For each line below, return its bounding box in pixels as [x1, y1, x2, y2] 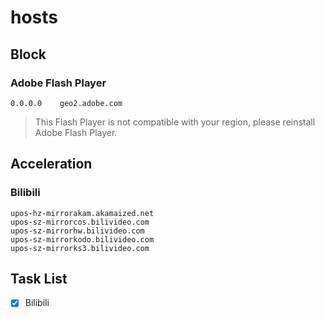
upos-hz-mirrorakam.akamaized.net [10, 208, 155, 218]
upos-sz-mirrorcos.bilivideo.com [10, 217, 150, 227]
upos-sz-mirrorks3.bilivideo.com [10, 243, 150, 253]
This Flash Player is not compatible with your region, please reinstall [34, 116, 316, 128]
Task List [10, 270, 68, 287]
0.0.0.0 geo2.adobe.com [10, 98, 123, 108]
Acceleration [10, 156, 93, 173]
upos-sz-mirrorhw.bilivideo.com [10, 226, 145, 236]
